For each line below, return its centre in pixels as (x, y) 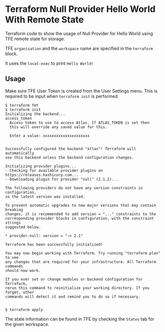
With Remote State (45, 20)
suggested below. (23, 227)
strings (13, 223)
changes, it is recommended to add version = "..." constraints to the (81, 214)
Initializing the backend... (35, 114)
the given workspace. (27, 324)
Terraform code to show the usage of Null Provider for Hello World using (79, 33)
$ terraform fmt (22, 105)
